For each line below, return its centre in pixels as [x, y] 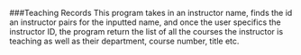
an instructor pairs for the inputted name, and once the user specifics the [145, 22]
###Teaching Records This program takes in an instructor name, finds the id [151, 13]
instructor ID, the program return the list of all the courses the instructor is [146, 31]
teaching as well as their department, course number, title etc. [124, 41]
